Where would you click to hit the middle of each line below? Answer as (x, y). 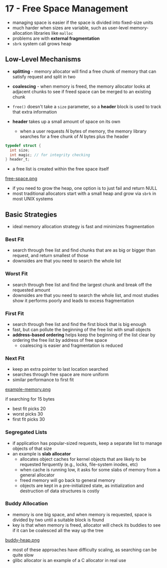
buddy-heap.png (22, 540)
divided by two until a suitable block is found (58, 520)
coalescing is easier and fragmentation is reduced (71, 345)
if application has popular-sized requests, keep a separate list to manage (87, 443)
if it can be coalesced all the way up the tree (58, 530)
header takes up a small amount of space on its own (66, 121)
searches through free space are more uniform (60, 375)
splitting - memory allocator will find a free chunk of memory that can (84, 71)
